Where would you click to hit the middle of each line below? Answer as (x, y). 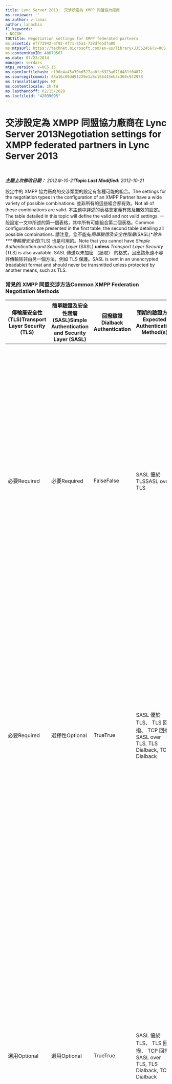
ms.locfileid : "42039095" (33, 96)
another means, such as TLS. (36, 270)
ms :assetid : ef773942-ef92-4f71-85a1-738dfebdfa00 (60, 44)
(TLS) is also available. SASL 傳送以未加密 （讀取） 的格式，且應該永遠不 (82, 253)
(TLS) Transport (27, 319)
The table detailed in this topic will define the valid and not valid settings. (82, 216)
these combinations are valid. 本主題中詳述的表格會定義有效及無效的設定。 (84, 210)
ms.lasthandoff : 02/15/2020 (35, 91)
